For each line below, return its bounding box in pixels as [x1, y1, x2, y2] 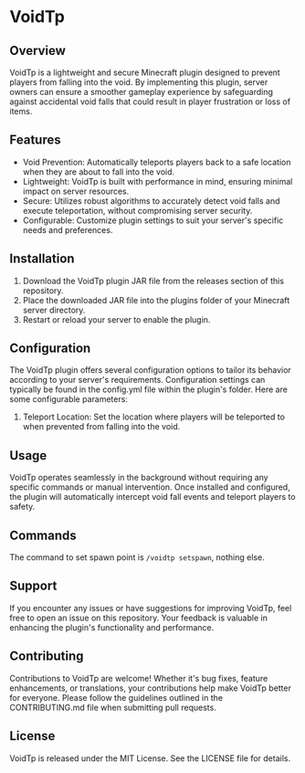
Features [9, 132, 61, 148]
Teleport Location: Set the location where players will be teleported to [22, 411, 286, 422]
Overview [9, 43, 67, 58]
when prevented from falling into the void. [22, 421, 181, 432]
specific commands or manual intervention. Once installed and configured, [9, 482, 290, 492]
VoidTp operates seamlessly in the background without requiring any [9, 472, 268, 483]
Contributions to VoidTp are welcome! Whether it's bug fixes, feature [9, 672, 268, 683]
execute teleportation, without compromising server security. [22, 205, 253, 216]
